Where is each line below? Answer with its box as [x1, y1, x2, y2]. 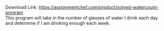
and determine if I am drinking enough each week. [5, 20, 111, 26]
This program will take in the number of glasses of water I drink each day [5, 15, 158, 20]
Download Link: [5, 4, 38, 10]
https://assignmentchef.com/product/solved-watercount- [39, 4, 159, 10]
